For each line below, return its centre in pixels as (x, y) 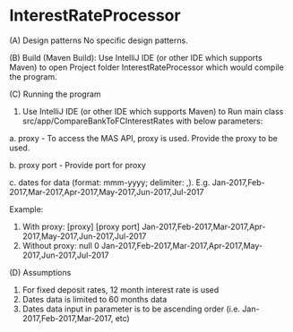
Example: (26, 209)
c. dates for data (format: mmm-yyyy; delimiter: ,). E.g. (110, 182)
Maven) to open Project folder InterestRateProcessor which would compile (146, 67)
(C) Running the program (55, 94)
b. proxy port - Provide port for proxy (78, 165)
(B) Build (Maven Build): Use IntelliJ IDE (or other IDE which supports (136, 57)
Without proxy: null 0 (61, 245)
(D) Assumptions (40, 272)
